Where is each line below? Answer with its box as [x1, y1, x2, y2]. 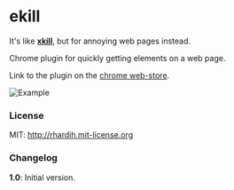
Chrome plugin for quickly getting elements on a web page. [9, 52, 226, 63]
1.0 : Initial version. [9, 171, 75, 183]
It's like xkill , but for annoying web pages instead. [9, 36, 191, 46]
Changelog [9, 152, 58, 164]
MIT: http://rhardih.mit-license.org [9, 130, 134, 140]
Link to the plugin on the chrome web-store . [9, 69, 170, 81]
